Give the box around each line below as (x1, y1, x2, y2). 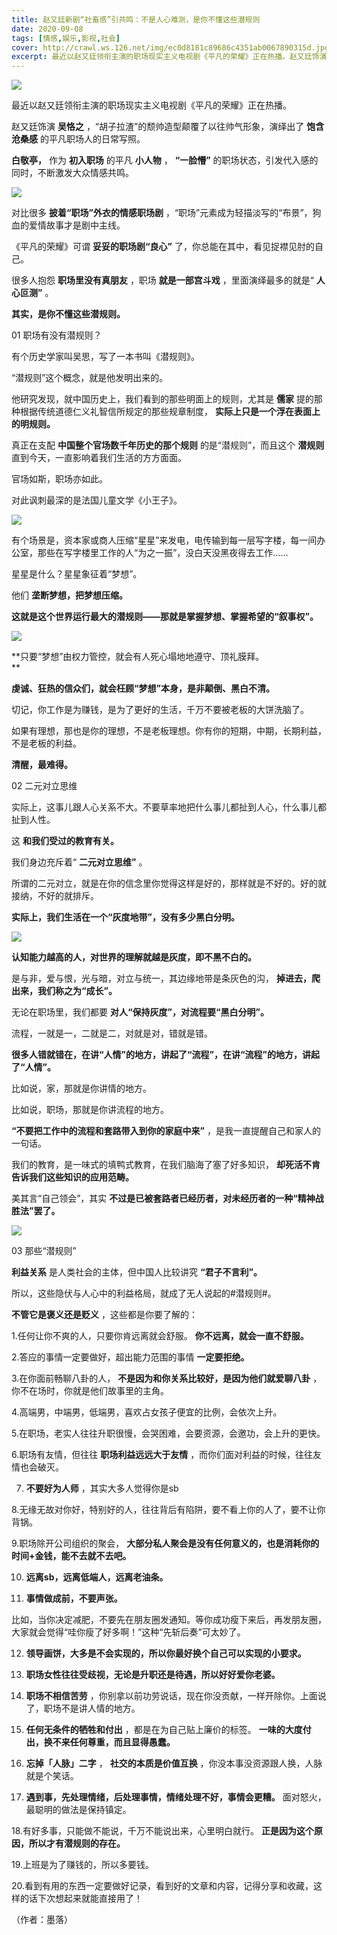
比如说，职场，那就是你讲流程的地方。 (11, 1104, 169, 1116)
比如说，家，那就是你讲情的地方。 (11, 1082, 152, 1095)
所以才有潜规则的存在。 (28, 1837, 126, 1850)
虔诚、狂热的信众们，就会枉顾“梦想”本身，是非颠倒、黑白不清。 (11, 682, 276, 695)
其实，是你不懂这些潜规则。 (11, 308, 126, 320)
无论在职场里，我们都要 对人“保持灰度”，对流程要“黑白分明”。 (11, 1006, 269, 1018)
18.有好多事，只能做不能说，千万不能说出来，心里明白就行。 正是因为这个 (11, 1825, 315, 1837)
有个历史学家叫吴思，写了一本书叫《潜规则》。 (11, 351, 200, 363)
